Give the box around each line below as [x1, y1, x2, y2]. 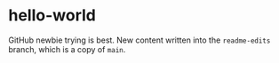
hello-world [8, 5, 97, 26]
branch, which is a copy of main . [8, 43, 126, 54]
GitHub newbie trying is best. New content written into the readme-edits [8, 35, 271, 45]
